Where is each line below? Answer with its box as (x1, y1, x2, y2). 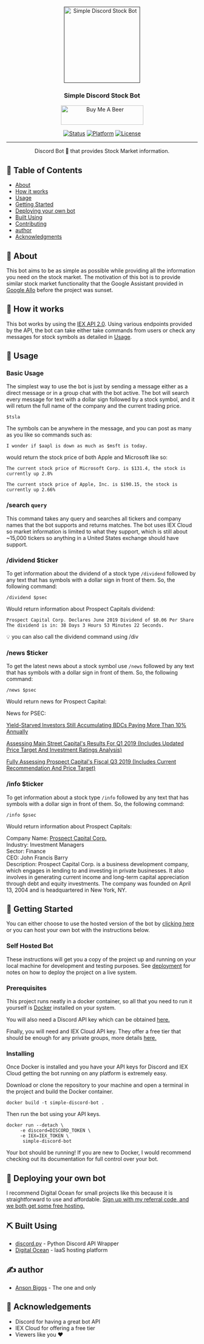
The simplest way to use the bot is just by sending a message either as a (6, 383, 188, 390)
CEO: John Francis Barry (6, 854, 69, 861)
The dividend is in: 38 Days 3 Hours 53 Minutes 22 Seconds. (6, 622, 165, 628)
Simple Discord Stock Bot (63, 91, 141, 99)
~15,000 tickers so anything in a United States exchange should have (6, 534, 179, 541)
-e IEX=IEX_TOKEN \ (19, 1133, 69, 1139)
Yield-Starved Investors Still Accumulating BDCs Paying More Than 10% (6, 722, 187, 729)
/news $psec (6, 687, 36, 694)
